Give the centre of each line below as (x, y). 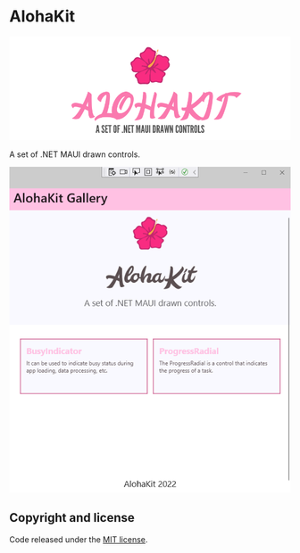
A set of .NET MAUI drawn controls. (75, 154)
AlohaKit (42, 17)
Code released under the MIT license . (79, 539)
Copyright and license (72, 518)
